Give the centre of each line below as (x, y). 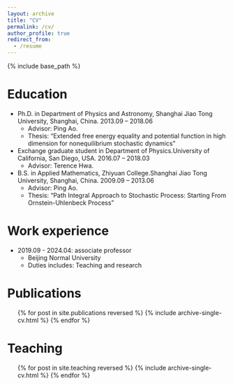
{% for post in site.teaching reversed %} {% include (92, 368)
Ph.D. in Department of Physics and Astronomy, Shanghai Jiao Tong (115, 113)
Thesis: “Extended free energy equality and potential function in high (127, 136)
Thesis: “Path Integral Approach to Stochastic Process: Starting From (127, 195)
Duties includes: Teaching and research (85, 265)
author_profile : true (39, 33)
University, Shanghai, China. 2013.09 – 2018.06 (85, 121)
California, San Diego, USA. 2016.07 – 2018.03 (83, 158)
